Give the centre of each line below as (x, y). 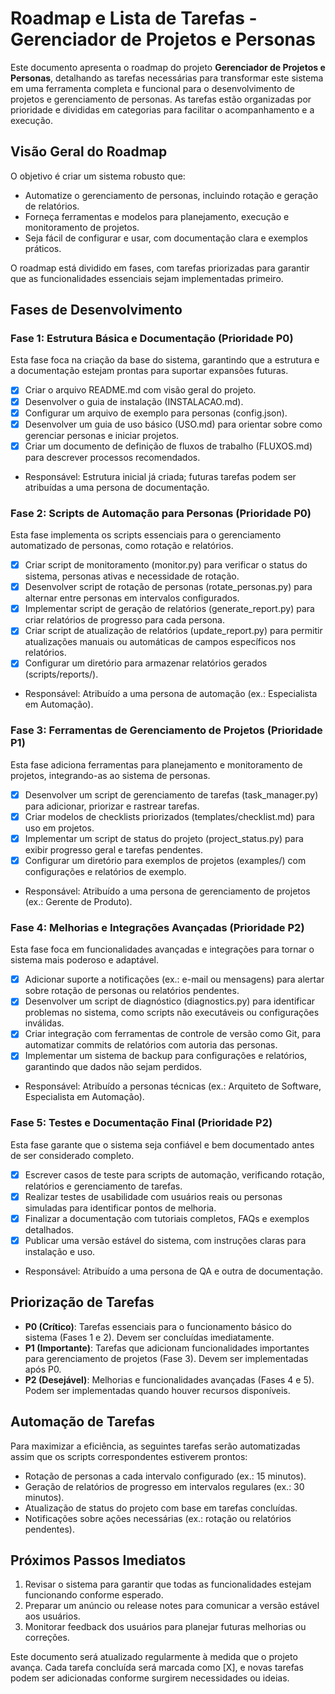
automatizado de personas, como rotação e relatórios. (122, 546)
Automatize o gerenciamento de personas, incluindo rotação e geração (171, 195)
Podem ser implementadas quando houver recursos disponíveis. (157, 1390)
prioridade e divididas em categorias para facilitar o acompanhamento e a (162, 109)
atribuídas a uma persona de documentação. (117, 487)
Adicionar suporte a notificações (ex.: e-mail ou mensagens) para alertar (174, 979)
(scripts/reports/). (61, 674)
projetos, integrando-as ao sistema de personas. (110, 775)
